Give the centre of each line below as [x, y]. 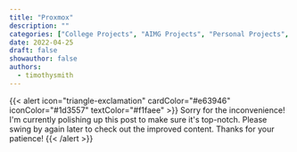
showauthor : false [43, 59]
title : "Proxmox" [41, 17]
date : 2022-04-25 [41, 42]
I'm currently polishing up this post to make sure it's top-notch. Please [138, 119]
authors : [25, 68]
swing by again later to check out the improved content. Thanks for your [142, 129]
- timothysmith [45, 76]
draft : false [33, 51]
